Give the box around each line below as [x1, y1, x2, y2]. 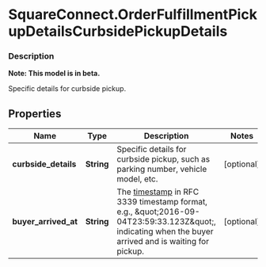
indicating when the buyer [116, 226, 214, 237]
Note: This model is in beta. [8, 69, 101, 78]
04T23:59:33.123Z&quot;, [116, 216, 216, 227]
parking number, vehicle [116, 164, 207, 175]
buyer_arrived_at [12, 216, 78, 227]
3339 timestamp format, [116, 196, 208, 208]
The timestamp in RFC [116, 186, 199, 197]
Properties [8, 107, 62, 120]
